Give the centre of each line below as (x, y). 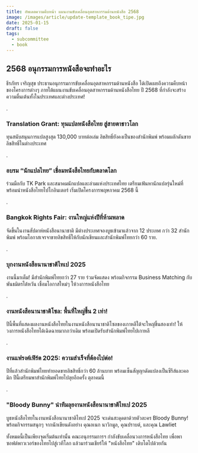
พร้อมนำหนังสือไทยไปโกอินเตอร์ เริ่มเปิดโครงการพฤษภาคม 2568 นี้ (72, 190)
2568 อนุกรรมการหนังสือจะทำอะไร (59, 69)
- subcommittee (30, 39)
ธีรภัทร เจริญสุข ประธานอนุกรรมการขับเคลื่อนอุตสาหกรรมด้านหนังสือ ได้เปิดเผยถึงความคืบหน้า (97, 83)
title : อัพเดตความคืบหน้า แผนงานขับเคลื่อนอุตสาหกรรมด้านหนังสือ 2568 (73, 12)
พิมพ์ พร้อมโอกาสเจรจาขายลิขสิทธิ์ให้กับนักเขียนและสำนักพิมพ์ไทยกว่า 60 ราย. (82, 237)
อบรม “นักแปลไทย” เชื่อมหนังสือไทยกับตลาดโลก (61, 170)
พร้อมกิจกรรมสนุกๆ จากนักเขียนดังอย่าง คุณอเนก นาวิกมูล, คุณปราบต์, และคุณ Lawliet (91, 425)
